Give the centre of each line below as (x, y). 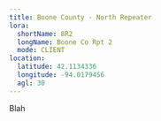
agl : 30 (31, 83)
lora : (19, 26)
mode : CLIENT (41, 50)
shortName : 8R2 (45, 34)
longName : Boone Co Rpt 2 (65, 42)
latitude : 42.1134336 (57, 67)
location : (27, 58)
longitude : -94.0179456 (61, 75)
